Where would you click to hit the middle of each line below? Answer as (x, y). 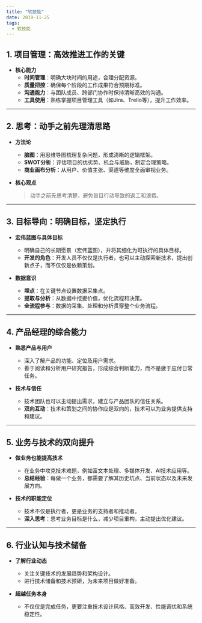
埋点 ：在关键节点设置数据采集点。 (66, 290)
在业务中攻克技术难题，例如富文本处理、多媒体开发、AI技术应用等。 (108, 471)
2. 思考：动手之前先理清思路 (58, 126)
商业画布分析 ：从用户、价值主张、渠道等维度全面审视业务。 (98, 169)
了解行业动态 (31, 561)
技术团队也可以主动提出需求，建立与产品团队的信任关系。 (95, 401)
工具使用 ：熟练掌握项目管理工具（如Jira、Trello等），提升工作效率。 (108, 100)
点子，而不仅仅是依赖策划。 (63, 265)
